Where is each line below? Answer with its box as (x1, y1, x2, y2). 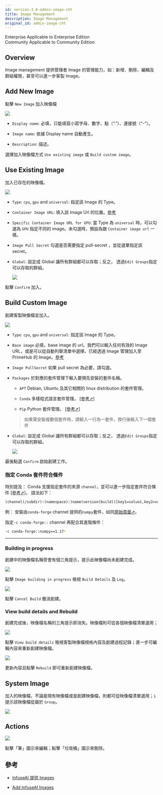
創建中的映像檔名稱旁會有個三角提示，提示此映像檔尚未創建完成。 (5, 556, 137, 563)
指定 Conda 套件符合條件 (5, 472, 63, 478)
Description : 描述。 (12, 141, 52, 147)
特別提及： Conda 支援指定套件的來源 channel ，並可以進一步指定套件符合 (5, 483, 152, 490)
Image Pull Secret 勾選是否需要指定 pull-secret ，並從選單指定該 (12, 242, 143, 248)
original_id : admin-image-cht (5, 20, 66, 26)
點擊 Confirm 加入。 (5, 284, 44, 290)
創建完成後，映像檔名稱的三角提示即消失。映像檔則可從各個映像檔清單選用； (5, 620, 158, 626)
